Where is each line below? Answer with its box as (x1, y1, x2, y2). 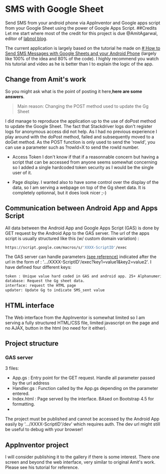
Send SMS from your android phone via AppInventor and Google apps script (5, 20, 161, 26)
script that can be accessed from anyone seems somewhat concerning (12, 159, 157, 165)
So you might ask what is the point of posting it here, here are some (5, 88, 142, 94)
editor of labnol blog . (5, 36, 48, 42)
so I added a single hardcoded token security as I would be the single (12, 164, 154, 170)
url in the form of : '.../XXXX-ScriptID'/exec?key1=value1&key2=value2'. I (5, 259, 152, 265)
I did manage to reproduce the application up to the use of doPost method (5, 118, 156, 124)
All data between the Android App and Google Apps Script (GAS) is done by (5, 225, 160, 231)
